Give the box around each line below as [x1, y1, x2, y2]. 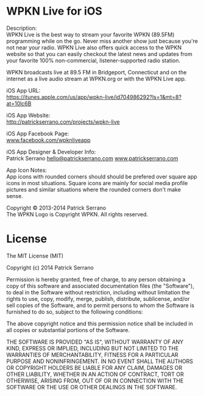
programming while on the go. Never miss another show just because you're [6, 37, 199, 44]
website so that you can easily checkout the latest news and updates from [6, 50, 193, 57]
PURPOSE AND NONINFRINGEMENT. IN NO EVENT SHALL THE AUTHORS [6, 358, 194, 365]
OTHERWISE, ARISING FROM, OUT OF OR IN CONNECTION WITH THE [6, 377, 184, 384]
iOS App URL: [6, 87, 41, 94]
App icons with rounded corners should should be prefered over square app [6, 172, 197, 180]
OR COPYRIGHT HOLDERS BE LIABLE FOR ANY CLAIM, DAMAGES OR [6, 364, 183, 371]
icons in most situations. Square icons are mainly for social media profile [6, 179, 188, 186]
